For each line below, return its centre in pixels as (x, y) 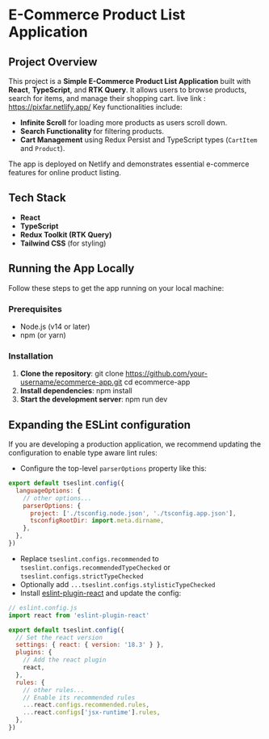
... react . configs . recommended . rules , (86, 705)
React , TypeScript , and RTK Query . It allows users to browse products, (128, 90)
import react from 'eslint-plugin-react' (79, 615)
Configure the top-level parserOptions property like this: (113, 468)
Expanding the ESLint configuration (100, 424)
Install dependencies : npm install (76, 391)
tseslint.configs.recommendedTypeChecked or (95, 567)
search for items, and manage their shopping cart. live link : (107, 98)
